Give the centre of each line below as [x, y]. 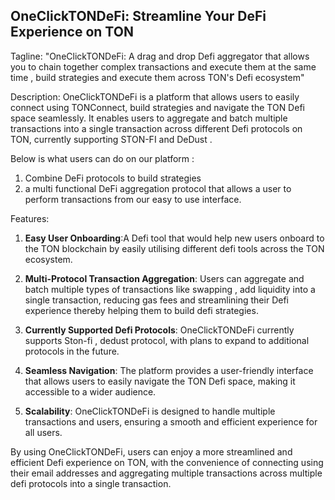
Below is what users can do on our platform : [102, 158]
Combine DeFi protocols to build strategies [113, 178]
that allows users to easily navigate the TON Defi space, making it [160, 381]
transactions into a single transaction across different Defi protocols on [156, 128]
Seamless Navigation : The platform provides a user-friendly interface [169, 370]
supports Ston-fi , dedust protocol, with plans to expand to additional [167, 340]
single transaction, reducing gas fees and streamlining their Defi [156, 300]
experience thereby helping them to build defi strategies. [141, 310]
